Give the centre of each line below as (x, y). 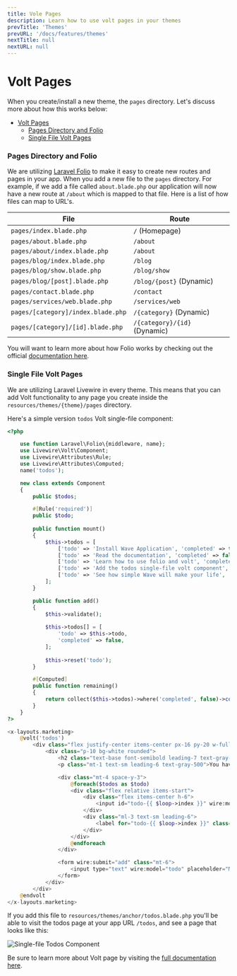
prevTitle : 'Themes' (38, 27)
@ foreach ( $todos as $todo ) (110, 784)
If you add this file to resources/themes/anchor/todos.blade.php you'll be (113, 915)
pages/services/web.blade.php (62, 302)
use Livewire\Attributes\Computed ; (72, 464)
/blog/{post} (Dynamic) (173, 282)
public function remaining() (75, 686)
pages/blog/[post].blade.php (60, 281)
